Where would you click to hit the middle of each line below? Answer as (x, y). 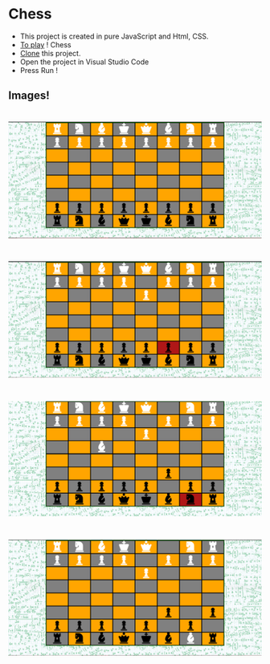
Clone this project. (50, 53)
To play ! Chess (45, 44)
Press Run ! (39, 70)
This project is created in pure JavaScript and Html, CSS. (114, 36)
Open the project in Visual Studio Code (84, 62)
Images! (29, 96)
